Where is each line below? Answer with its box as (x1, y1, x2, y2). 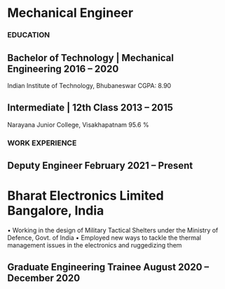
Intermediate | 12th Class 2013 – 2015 (7, 102, 174, 114)
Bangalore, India (7, 203, 104, 219)
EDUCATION (7, 30, 50, 40)
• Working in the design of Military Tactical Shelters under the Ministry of (7, 226, 219, 234)
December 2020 (7, 272, 81, 284)
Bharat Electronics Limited (7, 188, 164, 204)
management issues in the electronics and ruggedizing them (7, 240, 182, 249)
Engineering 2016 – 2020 (7, 63, 119, 75)
